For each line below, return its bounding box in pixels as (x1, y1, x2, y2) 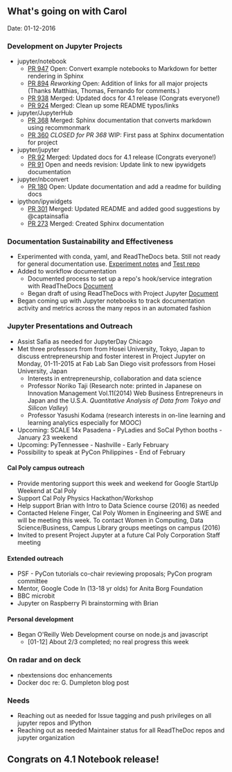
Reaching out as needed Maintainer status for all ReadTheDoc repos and (17, 725, 225, 735)
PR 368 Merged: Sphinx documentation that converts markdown (27, 116, 211, 124)
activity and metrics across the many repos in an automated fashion (17, 304, 211, 312)
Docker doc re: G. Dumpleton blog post (17, 678, 130, 687)
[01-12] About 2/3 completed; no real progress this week (27, 638, 189, 646)
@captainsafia (27, 212, 69, 221)
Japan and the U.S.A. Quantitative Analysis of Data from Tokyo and (27, 396, 221, 405)
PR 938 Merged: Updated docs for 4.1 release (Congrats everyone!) (27, 94, 220, 103)
